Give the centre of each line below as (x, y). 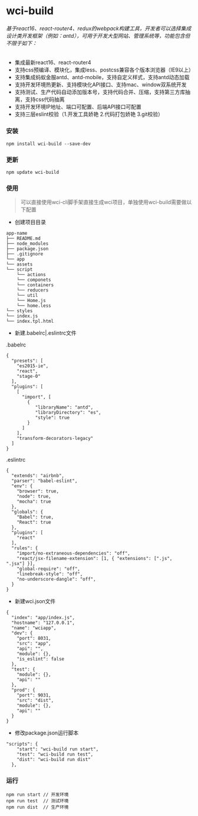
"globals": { (27, 512)
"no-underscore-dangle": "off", (56, 579)
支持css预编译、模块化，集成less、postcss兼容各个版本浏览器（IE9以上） (104, 70)
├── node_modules (27, 244)
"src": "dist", (35, 701)
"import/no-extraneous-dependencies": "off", (74, 553)
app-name (17, 234)
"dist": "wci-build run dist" (54, 760)
